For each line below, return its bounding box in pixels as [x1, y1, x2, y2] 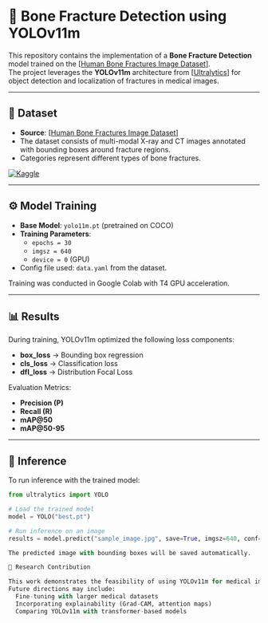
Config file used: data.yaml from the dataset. [19, 262, 167, 272]
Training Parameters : [19, 229, 92, 239]
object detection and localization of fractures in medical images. [8, 76, 219, 85]
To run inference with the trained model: [8, 475, 140, 485]
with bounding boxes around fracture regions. [19, 144, 171, 154]
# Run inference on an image [8, 526, 105, 535]
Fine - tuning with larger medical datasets [15, 593, 159, 601]
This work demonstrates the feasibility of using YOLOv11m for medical [8, 578, 251, 586]
